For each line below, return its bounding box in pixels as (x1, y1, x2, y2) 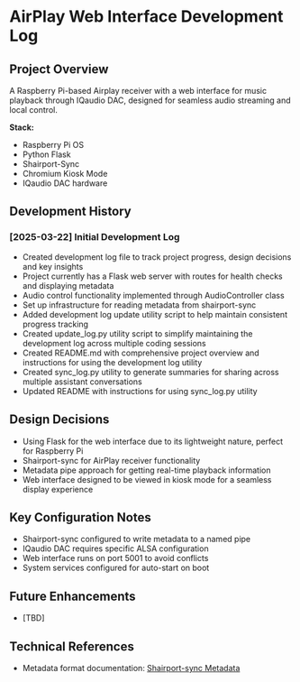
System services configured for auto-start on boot (22, 562, 210, 574)
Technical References (9, 639, 135, 654)
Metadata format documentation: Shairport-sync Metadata (22, 662, 241, 673)
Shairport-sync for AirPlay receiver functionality (22, 455, 201, 465)
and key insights (22, 261, 84, 272)
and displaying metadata (22, 280, 114, 290)
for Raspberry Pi (22, 445, 84, 456)
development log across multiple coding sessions (22, 337, 207, 348)
